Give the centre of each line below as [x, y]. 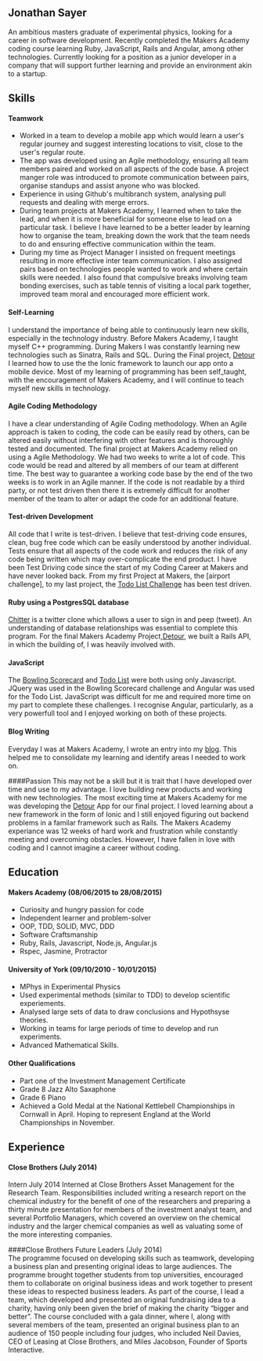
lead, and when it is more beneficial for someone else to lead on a [126, 219]
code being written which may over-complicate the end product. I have [122, 559]
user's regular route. [52, 152]
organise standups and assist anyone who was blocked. [110, 186]
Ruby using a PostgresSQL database [68, 602]
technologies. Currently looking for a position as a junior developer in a [122, 57]
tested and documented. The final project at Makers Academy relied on [123, 448]
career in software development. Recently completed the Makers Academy [129, 40]
